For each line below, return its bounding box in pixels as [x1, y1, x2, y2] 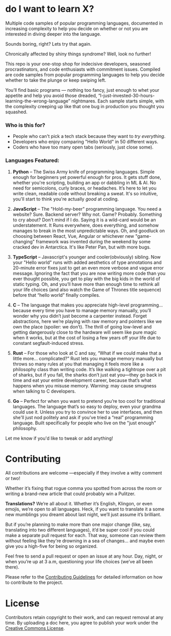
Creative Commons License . [5, 625, 65, 631]
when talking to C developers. [12, 388, 76, 394]
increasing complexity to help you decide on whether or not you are [5, 25, 148, 31]
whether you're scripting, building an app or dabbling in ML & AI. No [12, 179, 156, 186]
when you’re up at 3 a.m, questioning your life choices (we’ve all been [5, 559, 153, 565]
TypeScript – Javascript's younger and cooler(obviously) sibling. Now [12, 254, 161, 260]
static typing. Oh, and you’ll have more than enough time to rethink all [12, 281, 160, 287]
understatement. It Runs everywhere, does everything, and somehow [12, 222, 159, 228]
